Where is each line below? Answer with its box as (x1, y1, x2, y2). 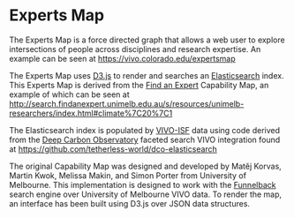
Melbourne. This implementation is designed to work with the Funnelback (9, 179, 276, 190)
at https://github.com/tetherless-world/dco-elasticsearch (9, 143, 218, 154)
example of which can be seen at (9, 89, 130, 100)
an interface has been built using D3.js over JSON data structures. (9, 198, 250, 208)
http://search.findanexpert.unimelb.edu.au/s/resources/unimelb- (9, 98, 245, 109)
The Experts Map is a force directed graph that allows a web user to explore (9, 34, 285, 45)
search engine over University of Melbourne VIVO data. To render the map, (9, 189, 283, 199)
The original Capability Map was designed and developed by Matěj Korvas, (9, 161, 283, 171)
